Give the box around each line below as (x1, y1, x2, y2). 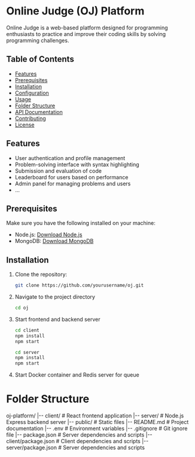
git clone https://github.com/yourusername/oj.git (14, 282, 144, 288)
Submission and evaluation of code (14, 167, 102, 175)
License (14, 121, 35, 128)
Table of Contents (6, 54, 75, 64)
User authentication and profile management (14, 154, 126, 161)
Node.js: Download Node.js (14, 231, 83, 238)
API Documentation (14, 108, 63, 115)
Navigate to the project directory (14, 293, 96, 300)
